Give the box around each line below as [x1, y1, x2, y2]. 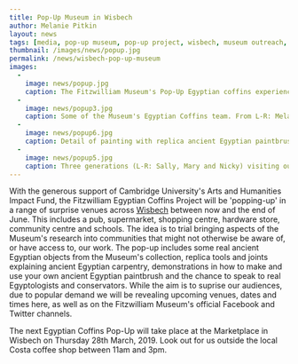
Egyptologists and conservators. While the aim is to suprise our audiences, [9, 281, 283, 291]
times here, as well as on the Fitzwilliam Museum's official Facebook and [9, 299, 275, 310]
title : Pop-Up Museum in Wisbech [9, 12, 133, 22]
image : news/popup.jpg [25, 79, 109, 88]
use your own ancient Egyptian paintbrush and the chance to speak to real [9, 271, 281, 281]
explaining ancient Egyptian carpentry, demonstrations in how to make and [9, 261, 283, 272]
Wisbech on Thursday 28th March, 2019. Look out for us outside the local [9, 335, 278, 346]
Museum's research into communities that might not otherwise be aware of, [9, 233, 286, 244]
